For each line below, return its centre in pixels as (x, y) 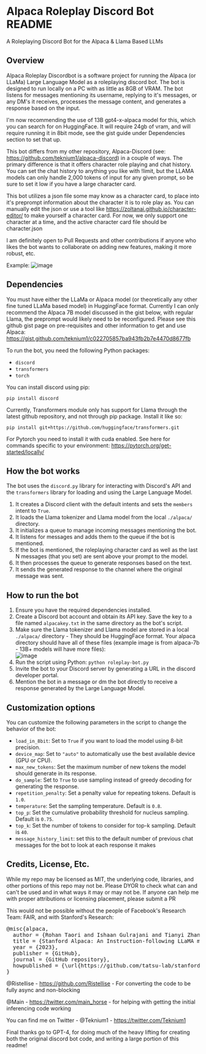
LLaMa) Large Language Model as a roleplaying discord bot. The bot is (96, 82)
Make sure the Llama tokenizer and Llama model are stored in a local (102, 629)
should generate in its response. (56, 773)
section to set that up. (34, 139)
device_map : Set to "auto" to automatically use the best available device (105, 754)
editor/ (15, 215)
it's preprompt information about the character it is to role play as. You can (100, 202)
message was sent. (40, 576)
